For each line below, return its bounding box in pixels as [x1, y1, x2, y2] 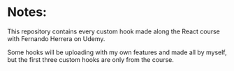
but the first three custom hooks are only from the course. [7, 55, 175, 63]
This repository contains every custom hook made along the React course [7, 27, 220, 35]
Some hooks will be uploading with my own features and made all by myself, [7, 48, 227, 56]
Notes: [7, 4, 47, 20]
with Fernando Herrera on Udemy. [7, 34, 105, 42]
